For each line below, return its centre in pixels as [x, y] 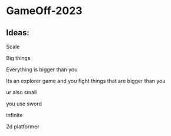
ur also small [22, 92]
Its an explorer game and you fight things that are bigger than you [86, 81]
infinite [14, 115]
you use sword [24, 104]
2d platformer [23, 127]
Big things [18, 58]
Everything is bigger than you [42, 69]
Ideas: [18, 33]
